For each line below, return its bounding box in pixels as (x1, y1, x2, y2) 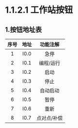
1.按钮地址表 (5, 25, 42, 34)
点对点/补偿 (36, 115, 63, 121)
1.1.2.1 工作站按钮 (5, 4, 73, 16)
